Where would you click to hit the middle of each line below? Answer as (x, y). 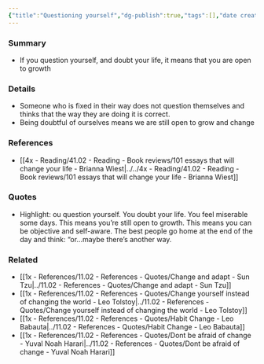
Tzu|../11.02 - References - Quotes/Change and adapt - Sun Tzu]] (125, 285)
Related (23, 259)
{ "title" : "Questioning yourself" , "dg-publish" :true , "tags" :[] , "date (123, 15)
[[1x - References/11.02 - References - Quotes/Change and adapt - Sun (134, 277)
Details (22, 89)
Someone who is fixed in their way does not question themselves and (132, 106)
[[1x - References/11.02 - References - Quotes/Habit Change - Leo (126, 318)
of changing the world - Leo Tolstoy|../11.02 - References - (114, 302)
